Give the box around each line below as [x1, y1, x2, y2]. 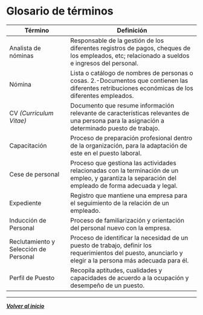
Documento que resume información [70, 101, 175, 109]
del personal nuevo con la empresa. [70, 224, 172, 232]
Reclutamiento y [9, 237, 56, 245]
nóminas [9, 51, 34, 60]
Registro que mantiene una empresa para [70, 191, 187, 200]
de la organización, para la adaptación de [70, 141, 187, 149]
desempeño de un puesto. [70, 281, 145, 290]
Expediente [9, 198, 42, 207]
